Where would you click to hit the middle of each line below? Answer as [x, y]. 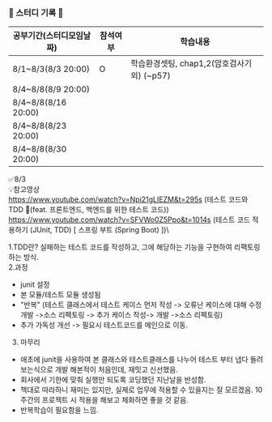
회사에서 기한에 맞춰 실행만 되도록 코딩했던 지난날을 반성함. [113, 380]
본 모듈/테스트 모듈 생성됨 [60, 295]
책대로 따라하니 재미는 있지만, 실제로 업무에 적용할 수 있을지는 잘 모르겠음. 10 [141, 390]
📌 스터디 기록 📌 [36, 12]
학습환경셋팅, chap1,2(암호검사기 [191, 64]
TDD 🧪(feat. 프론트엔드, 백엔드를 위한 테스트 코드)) [89, 210]
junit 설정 [35, 284]
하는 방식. [23, 258]
